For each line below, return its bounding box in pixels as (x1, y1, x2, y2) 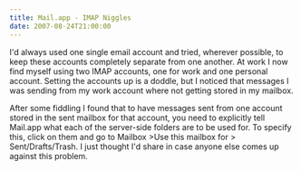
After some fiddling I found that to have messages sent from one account (9, 102, 283, 113)
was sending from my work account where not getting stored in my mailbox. (9, 85, 294, 96)
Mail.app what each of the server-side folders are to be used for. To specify (9, 121, 292, 132)
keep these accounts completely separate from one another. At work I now (9, 56, 288, 67)
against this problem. (9, 150, 88, 161)
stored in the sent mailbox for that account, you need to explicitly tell (9, 112, 266, 123)
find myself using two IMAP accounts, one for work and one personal (9, 65, 268, 77)
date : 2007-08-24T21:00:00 (9, 22, 112, 31)
